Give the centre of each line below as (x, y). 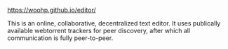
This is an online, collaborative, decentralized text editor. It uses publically (114, 23)
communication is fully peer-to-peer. (60, 38)
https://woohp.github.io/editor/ (52, 10)
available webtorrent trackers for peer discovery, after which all (99, 31)
